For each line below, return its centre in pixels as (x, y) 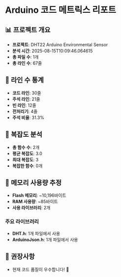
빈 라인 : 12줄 (24, 105)
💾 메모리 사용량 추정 (33, 183)
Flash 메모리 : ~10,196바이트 (39, 195)
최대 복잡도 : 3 (25, 159)
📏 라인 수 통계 (25, 80)
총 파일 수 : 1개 (25, 57)
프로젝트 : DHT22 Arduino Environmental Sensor (60, 45)
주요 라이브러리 (22, 222)
